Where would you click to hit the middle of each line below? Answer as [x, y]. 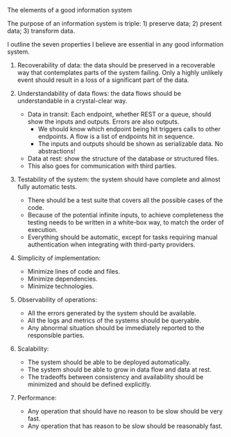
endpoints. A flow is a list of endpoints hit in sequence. [116, 136]
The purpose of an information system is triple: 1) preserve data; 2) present [114, 23]
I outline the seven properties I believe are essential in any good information [115, 44]
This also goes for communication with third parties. [102, 166]
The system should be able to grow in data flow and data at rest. [119, 370]
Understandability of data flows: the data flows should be [99, 93]
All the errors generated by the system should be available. [112, 313]
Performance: [37, 398]
